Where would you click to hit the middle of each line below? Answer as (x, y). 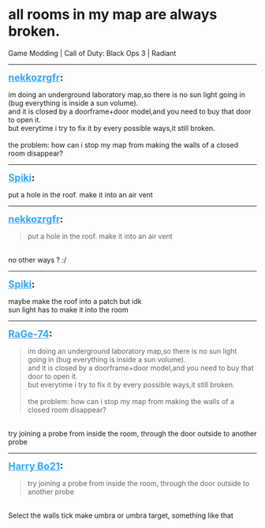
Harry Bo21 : (36, 466)
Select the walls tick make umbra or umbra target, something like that (121, 515)
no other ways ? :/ (37, 260)
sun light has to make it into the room (68, 309)
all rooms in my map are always (113, 15)
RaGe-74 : (30, 334)
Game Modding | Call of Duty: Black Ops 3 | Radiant (92, 53)
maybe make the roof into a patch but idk (75, 301)
